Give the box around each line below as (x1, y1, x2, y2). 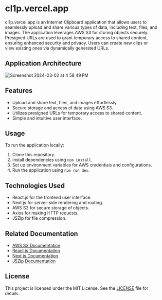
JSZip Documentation (12, 258, 56, 264)
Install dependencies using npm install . (12, 157, 92, 163)
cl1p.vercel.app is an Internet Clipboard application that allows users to (5, 19, 147, 25)
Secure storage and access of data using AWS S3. (12, 105, 113, 111)
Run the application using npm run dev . (12, 167, 90, 173)
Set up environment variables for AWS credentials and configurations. (12, 162, 152, 168)
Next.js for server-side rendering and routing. (12, 200, 104, 206)
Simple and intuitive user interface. (12, 115, 82, 121)
